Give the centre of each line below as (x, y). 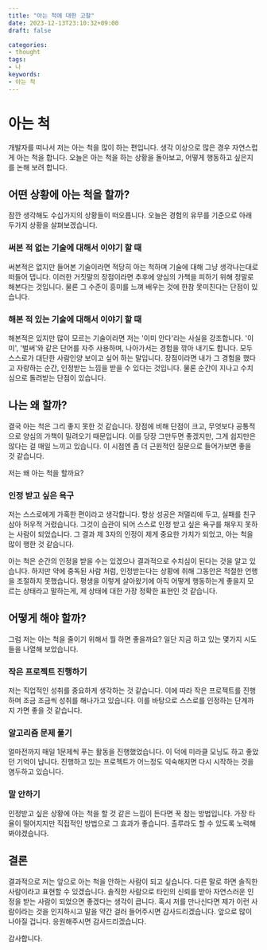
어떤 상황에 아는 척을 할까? (69, 195)
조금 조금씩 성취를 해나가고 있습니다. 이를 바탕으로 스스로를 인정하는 (128, 701)
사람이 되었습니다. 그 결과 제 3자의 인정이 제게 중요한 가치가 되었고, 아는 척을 (135, 534)
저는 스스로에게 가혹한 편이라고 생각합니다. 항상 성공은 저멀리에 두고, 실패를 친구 (132, 514)
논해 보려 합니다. (42, 167)
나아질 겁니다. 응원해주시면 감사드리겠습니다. (77, 921)
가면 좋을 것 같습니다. (49, 710)
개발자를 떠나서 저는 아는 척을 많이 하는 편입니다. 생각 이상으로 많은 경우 (119, 147)
